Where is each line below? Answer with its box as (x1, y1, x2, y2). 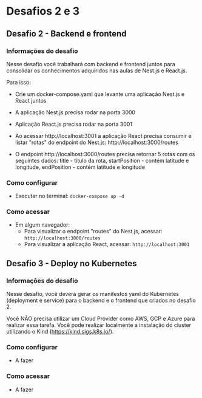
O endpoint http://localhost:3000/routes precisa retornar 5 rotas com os (15, 150, 195, 157)
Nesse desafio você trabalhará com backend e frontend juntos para (6, 60, 176, 67)
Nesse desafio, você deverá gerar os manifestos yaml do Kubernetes (6, 290, 179, 298)
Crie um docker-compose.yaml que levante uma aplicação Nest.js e (15, 90, 185, 98)
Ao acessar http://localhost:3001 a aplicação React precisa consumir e (15, 132, 192, 139)
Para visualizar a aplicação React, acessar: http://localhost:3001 (24, 241, 190, 248)
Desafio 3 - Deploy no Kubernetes (6, 258, 137, 269)
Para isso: (6, 78, 32, 86)
